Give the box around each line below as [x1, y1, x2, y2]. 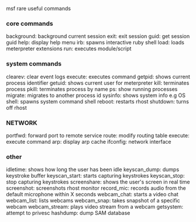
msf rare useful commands [6, 5, 71, 12]
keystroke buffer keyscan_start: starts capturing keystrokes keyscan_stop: [6, 172, 185, 179]
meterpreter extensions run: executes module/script [6, 45, 132, 52]
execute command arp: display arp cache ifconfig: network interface [6, 138, 171, 145]
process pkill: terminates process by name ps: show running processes [6, 85, 178, 92]
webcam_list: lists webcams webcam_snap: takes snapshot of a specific [6, 197, 180, 204]
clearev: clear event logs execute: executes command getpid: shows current [6, 73, 190, 80]
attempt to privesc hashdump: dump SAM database [6, 210, 130, 217]
